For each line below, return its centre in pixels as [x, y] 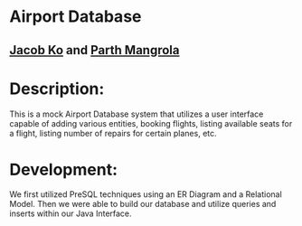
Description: [57, 89]
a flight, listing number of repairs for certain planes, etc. [113, 133]
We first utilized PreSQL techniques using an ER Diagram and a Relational [146, 194]
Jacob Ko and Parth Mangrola [94, 50]
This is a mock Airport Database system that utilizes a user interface [137, 114]
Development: [64, 169]
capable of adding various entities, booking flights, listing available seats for [151, 123]
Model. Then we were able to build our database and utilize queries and [143, 204]
